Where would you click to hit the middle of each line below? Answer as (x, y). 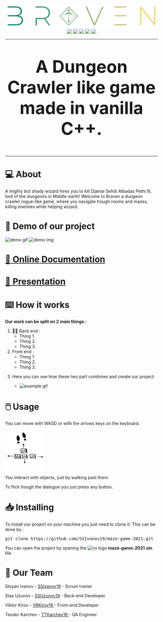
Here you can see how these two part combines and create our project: (83, 377)
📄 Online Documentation (55, 259)
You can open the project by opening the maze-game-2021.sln (79, 548)
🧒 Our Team (29, 573)
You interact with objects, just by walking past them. (57, 477)
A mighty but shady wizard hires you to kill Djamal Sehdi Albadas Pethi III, (78, 191)
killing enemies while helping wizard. (42, 207)
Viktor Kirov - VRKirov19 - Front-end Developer (52, 605)
